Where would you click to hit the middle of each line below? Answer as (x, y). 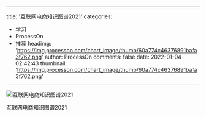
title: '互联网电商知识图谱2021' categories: (59, 16)
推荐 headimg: (33, 44)
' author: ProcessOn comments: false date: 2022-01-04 (112, 57)
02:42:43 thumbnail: (41, 63)
